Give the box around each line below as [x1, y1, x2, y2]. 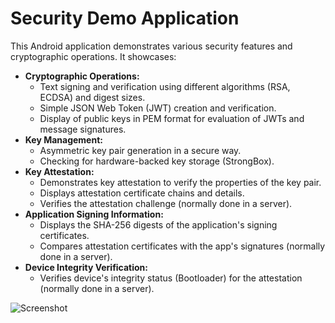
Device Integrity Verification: [24, 261, 149, 273]
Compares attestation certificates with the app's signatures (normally [39, 240, 326, 252]
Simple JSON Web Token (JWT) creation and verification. [39, 102, 277, 114]
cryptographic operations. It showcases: [10, 50, 177, 62]
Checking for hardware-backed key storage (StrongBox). [39, 155, 275, 167]
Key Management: [24, 133, 103, 146]
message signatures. [39, 123, 127, 135]
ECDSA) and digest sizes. [39, 91, 146, 103]
